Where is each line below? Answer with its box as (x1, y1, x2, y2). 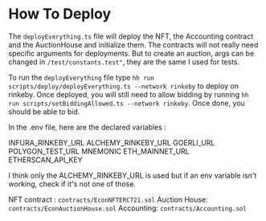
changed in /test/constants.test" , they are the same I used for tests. (8, 57, 239, 67)
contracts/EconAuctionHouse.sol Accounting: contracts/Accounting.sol (8, 203, 247, 213)
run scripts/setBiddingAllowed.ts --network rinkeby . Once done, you (8, 98, 245, 108)
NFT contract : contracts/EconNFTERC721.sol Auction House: (8, 194, 209, 204)
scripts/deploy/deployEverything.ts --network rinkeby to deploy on (8, 81, 239, 91)
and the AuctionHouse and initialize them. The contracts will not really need (8, 39, 259, 49)
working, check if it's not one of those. (8, 178, 137, 189)
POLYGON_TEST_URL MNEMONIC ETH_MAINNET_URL (8, 146, 190, 156)
